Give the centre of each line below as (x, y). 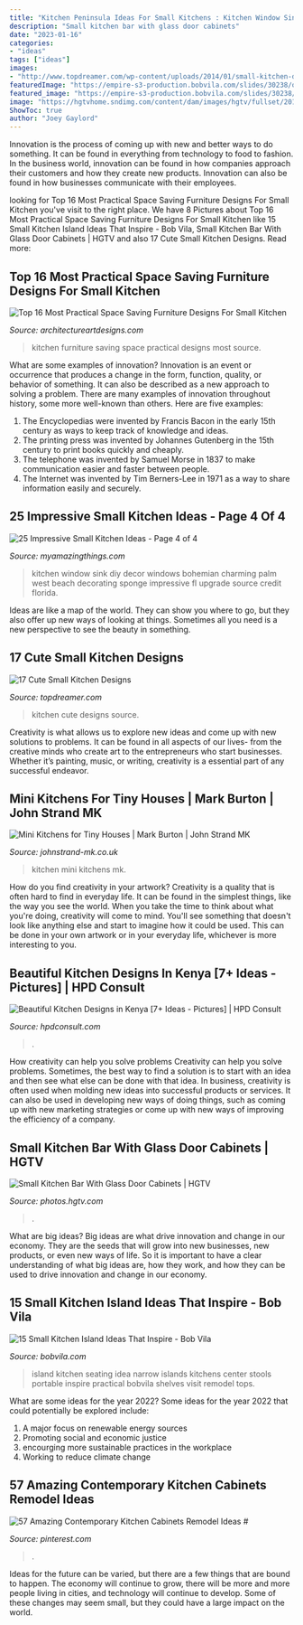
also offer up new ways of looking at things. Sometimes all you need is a (143, 619)
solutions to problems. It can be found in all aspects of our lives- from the (146, 741)
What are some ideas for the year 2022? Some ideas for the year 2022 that (149, 1401)
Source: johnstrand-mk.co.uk (64, 852)
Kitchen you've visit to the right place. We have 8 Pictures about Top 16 (142, 210)
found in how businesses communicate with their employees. (123, 183)
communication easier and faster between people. (116, 469)
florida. (45, 592)
